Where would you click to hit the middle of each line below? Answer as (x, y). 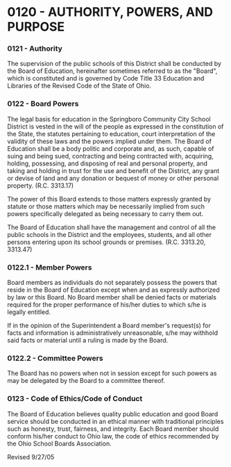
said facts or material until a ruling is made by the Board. (88, 341)
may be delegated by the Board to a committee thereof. (86, 381)
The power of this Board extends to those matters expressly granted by (109, 199)
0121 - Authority (35, 49)
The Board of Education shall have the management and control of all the (112, 227)
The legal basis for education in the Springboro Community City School (109, 119)
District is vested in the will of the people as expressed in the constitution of (115, 126)
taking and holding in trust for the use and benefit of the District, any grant (113, 170)
